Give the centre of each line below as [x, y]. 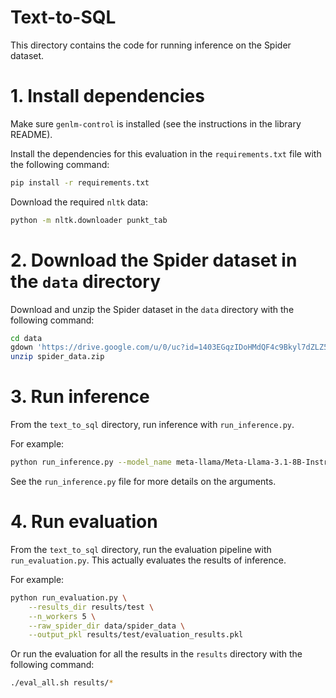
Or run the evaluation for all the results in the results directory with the [156, 654]
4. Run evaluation [84, 522]
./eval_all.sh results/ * [62, 683]
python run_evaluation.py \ [69, 597]
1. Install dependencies [107, 96]
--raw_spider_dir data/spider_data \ [107, 626]
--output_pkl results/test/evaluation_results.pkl [136, 635]
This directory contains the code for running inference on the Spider [151, 45]
